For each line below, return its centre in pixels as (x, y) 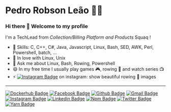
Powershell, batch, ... (35, 52)
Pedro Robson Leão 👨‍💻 (54, 10)
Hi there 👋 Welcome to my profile (47, 26)
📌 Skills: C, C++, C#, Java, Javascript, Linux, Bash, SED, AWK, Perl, (83, 47)
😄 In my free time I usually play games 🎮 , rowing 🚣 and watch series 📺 (88, 69)
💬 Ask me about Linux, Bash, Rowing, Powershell (64, 64)
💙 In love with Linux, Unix (39, 58)
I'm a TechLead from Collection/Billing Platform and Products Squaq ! (78, 37)
